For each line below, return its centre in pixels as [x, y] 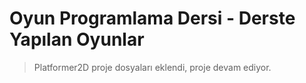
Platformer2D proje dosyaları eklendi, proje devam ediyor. [152, 67]
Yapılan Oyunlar [77, 39]
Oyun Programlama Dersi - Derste [152, 18]
